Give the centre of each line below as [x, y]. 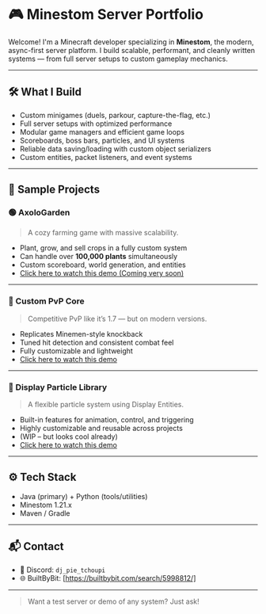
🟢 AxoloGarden [39, 212]
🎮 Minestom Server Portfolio [106, 15]
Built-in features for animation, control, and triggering [106, 420]
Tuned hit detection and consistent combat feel [97, 342]
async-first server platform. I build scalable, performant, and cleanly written [132, 50]
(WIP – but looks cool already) [69, 437]
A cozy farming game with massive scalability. [103, 233]
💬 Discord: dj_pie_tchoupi [63, 570]
